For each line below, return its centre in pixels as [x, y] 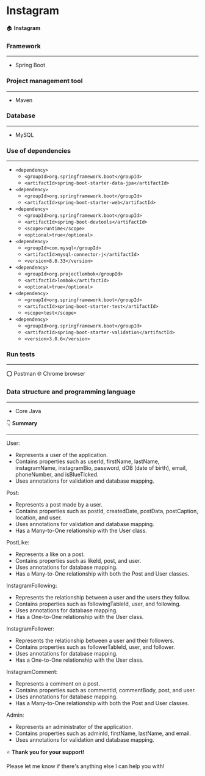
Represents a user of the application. [61, 455]
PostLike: [18, 542]
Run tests [21, 354]
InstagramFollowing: [32, 585]
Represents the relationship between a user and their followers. [95, 640]
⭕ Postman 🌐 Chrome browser [46, 374]
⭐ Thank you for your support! [45, 752]
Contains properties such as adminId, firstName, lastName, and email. [103, 733]
